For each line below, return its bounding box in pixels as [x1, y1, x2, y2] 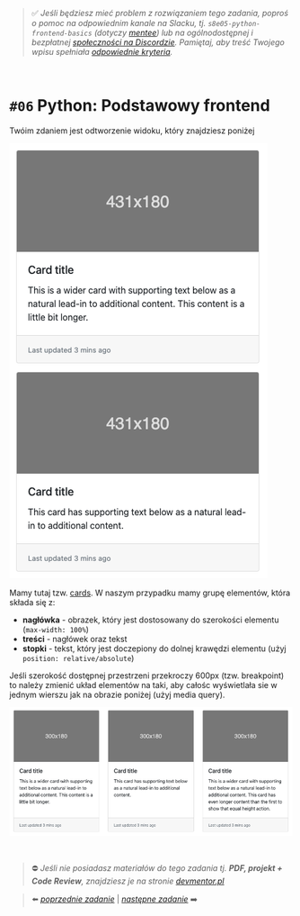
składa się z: [9, 596, 56, 607]
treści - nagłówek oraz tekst [22, 633, 128, 644]
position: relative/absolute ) [22, 652, 135, 663]
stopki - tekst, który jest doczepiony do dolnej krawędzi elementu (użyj [22, 643, 287, 654]
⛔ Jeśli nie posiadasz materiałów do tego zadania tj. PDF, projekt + [31, 862, 283, 873]
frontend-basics [31, 29, 93, 38]
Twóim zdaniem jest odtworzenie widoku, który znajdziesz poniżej [9, 125, 255, 136]
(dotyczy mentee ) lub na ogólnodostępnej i [93, 27, 253, 38]
